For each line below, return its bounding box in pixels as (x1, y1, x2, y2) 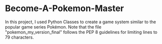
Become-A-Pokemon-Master (5, 3, 124, 14)
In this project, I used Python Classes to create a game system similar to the (5, 19, 156, 25)
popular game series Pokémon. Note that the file (5, 24, 102, 29)
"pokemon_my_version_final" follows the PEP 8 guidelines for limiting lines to (5, 29, 158, 35)
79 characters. (5, 34, 34, 40)
